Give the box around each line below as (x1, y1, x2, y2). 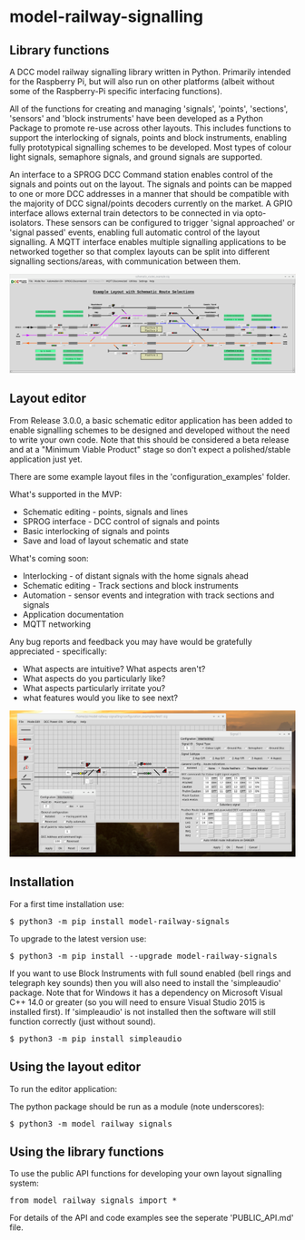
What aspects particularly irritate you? (22, 682, 166, 693)
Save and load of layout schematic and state (22, 535, 189, 546)
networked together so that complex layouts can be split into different (9, 247, 271, 257)
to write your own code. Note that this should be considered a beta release (9, 434, 290, 445)
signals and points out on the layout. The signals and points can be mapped (9, 179, 292, 190)
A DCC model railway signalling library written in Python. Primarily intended (9, 66, 291, 77)
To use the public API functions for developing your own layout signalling (9, 1168, 282, 1179)
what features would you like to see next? (22, 692, 179, 703)
